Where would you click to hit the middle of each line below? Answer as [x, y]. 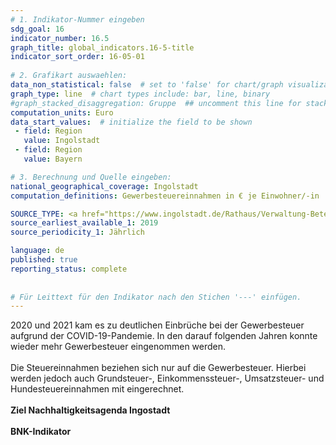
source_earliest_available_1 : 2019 [84, 223]
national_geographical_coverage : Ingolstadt [104, 186]
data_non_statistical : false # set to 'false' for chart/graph [147, 85]
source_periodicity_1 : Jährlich [77, 232]
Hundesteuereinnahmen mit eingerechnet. [97, 389]
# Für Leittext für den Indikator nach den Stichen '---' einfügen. [156, 297]
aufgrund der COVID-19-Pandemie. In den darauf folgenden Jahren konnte [164, 336]
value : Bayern [53, 159]
